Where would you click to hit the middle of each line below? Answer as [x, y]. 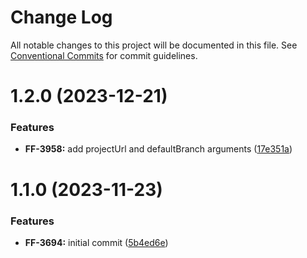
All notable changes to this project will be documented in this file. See [154, 45]
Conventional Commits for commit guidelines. [104, 55]
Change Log [61, 17]
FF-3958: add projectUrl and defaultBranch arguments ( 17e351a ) [158, 149]
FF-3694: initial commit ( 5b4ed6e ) [96, 242]
